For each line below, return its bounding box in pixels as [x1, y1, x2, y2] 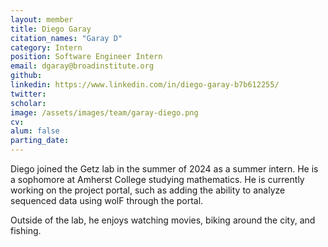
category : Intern [10, 42, 83, 53]
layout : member [10, 14, 74, 25]
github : [10, 71, 43, 81]
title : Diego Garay [10, 24, 92, 34]
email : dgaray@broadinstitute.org [10, 61, 155, 71]
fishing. [10, 225, 42, 236]
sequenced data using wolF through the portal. [10, 195, 204, 206]
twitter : [10, 89, 47, 99]
